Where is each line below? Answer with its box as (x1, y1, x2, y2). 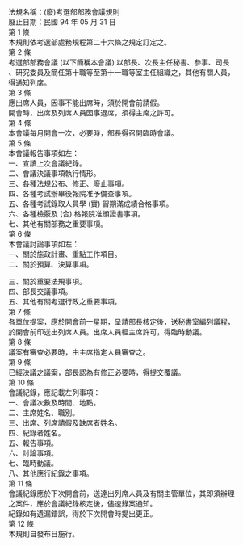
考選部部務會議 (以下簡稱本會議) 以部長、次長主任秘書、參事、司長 (8, 57, 230, 67)
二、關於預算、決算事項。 (8, 259, 94, 269)
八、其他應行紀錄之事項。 (8, 468, 94, 478)
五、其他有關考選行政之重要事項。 (8, 297, 122, 306)
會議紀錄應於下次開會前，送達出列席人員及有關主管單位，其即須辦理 (8, 489, 235, 498)
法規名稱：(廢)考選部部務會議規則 (8, 7, 120, 16)
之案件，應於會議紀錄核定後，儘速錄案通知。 (8, 499, 157, 508)
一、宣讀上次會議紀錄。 (8, 158, 86, 168)
